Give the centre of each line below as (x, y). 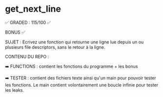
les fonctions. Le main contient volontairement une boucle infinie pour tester (82, 85)
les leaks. (15, 90)
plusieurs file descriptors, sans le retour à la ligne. (55, 47)
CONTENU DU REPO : (27, 57)
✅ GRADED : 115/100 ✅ (28, 22)
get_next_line (33, 9)
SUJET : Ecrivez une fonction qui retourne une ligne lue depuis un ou (74, 42)
